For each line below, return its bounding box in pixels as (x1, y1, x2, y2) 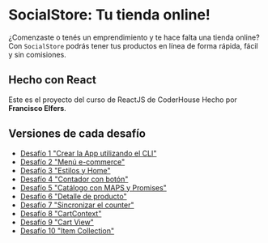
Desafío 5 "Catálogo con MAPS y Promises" (19, 182, 168, 192)
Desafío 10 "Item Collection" (19, 225, 115, 236)
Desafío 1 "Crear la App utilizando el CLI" (19, 148, 157, 158)
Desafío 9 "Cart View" (19, 217, 95, 227)
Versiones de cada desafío (8, 127, 146, 141)
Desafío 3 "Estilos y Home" (19, 165, 111, 175)
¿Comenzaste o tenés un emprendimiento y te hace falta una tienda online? (8, 32, 261, 42)
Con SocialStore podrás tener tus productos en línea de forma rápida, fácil (8, 40, 258, 50)
